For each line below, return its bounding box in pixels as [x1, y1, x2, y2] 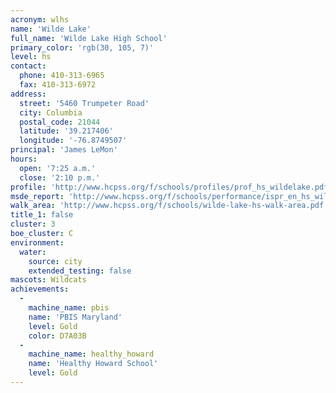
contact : [10, 61, 47, 71]
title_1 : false [10, 210, 74, 220]
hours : [10, 154, 38, 164]
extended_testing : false [28, 266, 132, 276]
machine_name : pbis [28, 303, 110, 313]
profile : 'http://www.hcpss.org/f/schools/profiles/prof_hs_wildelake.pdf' [10, 182, 333, 192]
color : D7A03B [28, 331, 87, 341]
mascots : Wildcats [10, 275, 87, 285]
